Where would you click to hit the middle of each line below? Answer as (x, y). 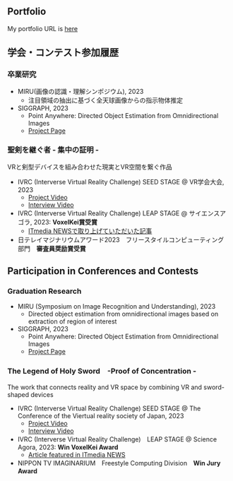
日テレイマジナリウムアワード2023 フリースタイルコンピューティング (121, 239)
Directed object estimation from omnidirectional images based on (123, 314)
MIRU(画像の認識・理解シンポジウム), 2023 (80, 91)
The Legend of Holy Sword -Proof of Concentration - (102, 372)
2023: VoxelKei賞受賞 (65, 222)
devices (42, 394)
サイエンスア (207, 213)
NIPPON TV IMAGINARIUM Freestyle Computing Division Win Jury (119, 463)
